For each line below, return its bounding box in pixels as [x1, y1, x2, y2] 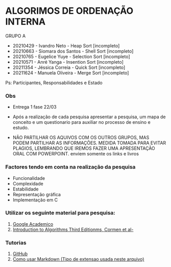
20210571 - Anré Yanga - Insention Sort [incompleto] [12, 59, 124, 65]
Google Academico [12, 221, 54, 227]
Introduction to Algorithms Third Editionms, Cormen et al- [12, 226, 134, 232]
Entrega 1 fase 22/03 [12, 104, 57, 110]
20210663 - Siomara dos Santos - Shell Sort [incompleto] [12, 48, 134, 54]
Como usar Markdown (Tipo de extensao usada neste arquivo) [12, 256, 144, 262]
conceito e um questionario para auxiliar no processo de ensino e [12, 119, 151, 125]
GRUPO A [5, 33, 26, 39]
